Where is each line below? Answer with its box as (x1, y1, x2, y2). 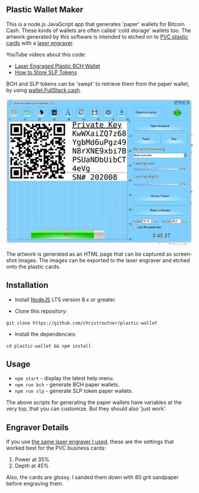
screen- (173, 250, 192, 257)
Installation (6, 280, 49, 290)
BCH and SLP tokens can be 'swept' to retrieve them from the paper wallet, (6, 80, 190, 87)
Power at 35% (14, 456, 50, 463)
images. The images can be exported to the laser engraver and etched (18, 256, 191, 263)
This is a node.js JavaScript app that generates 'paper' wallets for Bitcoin (6, 20, 185, 27)
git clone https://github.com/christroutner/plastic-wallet (6, 320, 158, 326)
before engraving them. (6, 480, 64, 487)
